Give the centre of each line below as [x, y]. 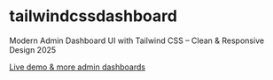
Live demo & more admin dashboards [78, 67]
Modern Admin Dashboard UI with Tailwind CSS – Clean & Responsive [136, 40]
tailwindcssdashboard [93, 16]
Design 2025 [33, 49]
